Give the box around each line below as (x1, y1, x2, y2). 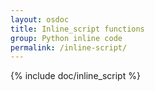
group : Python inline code (10, 33, 123, 43)
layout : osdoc (10, 14, 70, 25)
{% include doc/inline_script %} (10, 70, 141, 82)
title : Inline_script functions (10, 24, 145, 34)
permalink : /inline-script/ (10, 42, 128, 53)
